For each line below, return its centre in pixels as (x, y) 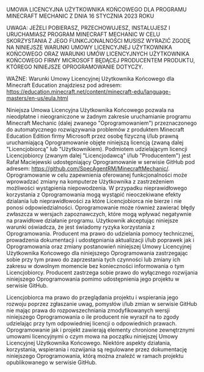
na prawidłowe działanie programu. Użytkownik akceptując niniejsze (92, 221)
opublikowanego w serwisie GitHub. (52, 362)
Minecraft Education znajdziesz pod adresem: (64, 85)
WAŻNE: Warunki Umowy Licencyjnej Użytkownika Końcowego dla (90, 79)
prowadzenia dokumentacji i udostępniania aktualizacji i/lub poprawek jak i (100, 240)
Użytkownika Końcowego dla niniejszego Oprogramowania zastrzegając (97, 253)
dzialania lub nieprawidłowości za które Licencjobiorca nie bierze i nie (94, 201)
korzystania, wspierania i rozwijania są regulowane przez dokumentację (97, 349)
